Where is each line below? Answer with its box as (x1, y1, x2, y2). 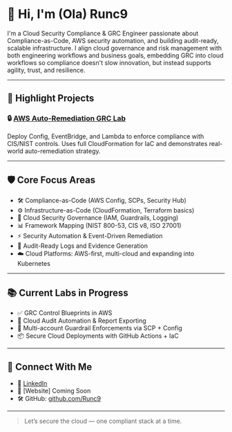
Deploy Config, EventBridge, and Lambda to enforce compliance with (7, 132, 204, 141)
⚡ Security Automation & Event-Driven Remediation (17, 232, 164, 240)
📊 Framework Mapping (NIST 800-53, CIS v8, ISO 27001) (17, 222, 182, 230)
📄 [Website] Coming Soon (17, 387, 91, 395)
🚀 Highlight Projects (7, 93, 95, 105)
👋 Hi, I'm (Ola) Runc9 (7, 6, 128, 22)
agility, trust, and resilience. (7, 66, 86, 74)
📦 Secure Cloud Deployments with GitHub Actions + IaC (17, 332, 180, 340)
